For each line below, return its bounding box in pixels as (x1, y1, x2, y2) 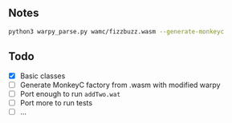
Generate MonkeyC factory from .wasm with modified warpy (19, 80, 221, 89)
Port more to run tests (19, 97, 93, 107)
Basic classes (19, 71, 66, 81)
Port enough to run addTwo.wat (19, 89, 121, 98)
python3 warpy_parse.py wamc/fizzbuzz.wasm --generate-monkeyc (8, 27, 225, 35)
